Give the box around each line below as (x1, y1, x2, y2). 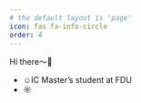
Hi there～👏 (9, 57, 53, 67)
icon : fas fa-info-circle (9, 22, 107, 31)
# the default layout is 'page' (9, 13, 132, 23)
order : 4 (9, 30, 43, 39)
